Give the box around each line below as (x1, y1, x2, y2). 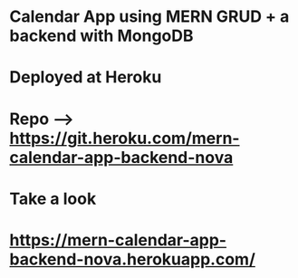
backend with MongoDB (9, 25, 194, 46)
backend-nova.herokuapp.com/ (9, 249, 255, 269)
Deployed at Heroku (9, 67, 162, 88)
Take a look (9, 188, 97, 209)
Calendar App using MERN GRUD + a (9, 6, 290, 27)
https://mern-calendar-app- (9, 229, 227, 250)
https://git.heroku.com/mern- (9, 128, 240, 149)
